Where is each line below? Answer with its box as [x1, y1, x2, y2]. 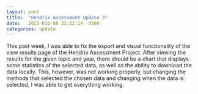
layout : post [6, 8, 40, 15]
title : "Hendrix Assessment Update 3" [6, 15, 108, 21]
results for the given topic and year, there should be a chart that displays [6, 55, 189, 62]
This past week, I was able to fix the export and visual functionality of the [6, 42, 191, 50]
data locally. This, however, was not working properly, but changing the [6, 68, 186, 76]
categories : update [6, 25, 56, 32]
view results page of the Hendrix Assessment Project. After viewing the [6, 49, 186, 56]
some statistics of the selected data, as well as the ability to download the [6, 62, 193, 69]
